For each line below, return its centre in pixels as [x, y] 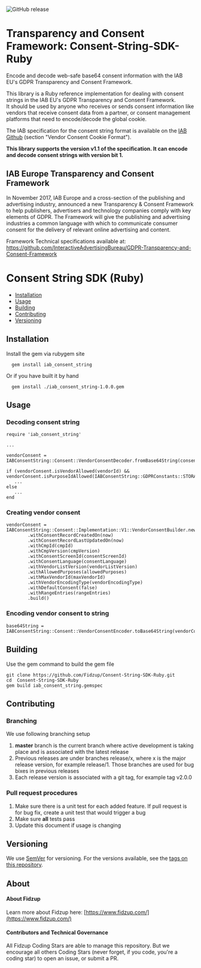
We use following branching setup [48, 734]
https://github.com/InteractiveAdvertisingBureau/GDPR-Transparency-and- [99, 247]
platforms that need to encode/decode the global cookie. [77, 119]
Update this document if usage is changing [68, 825]
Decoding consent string [43, 422]
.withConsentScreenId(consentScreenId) [77, 557]
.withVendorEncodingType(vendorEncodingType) [86, 583]
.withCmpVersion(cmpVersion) [64, 551]
